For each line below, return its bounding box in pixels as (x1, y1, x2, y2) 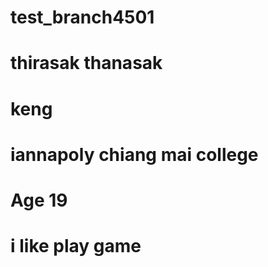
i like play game (10, 235, 142, 258)
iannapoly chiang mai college (10, 143, 259, 166)
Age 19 (10, 189, 68, 211)
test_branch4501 (10, 6, 155, 29)
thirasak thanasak (10, 52, 163, 75)
